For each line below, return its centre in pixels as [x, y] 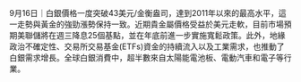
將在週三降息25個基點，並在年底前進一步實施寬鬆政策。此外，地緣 [163, 35]
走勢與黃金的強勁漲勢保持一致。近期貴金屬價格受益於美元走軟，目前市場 [150, 24]
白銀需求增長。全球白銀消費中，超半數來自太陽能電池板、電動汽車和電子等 [146, 57]
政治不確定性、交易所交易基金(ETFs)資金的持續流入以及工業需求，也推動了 [147, 46]
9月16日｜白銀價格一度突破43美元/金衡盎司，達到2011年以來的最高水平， [144, 13]
